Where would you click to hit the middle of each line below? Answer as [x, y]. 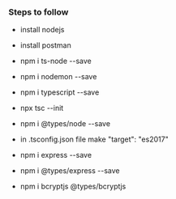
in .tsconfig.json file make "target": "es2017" [94, 139]
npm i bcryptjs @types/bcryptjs [73, 186]
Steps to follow [39, 12]
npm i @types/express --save [70, 171]
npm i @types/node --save [65, 124]
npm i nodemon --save [58, 77]
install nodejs [42, 30]
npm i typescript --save [60, 92]
